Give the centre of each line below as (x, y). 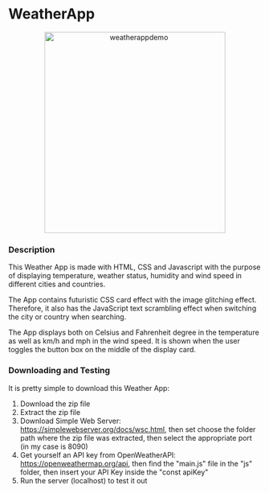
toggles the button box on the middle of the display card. (102, 350)
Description (32, 249)
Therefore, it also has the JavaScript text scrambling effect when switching (132, 308)
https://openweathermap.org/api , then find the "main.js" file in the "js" (136, 463)
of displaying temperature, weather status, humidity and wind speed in (125, 276)
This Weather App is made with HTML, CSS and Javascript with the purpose (134, 267)
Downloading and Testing (59, 371)
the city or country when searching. (67, 317)
